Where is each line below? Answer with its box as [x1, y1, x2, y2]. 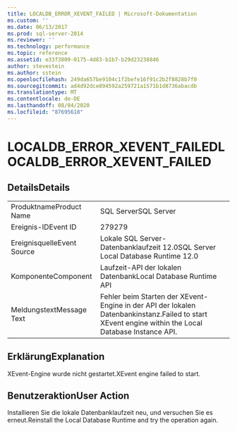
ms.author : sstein [7, 69, 61, 76]
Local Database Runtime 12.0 [99, 251, 199, 261]
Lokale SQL [99, 233, 138, 243]
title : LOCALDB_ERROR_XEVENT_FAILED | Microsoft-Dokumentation [7, 10, 197, 18]
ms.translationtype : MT [7, 89, 78, 96]
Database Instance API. [99, 327, 178, 337]
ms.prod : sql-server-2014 [7, 30, 83, 37]
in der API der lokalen [124, 300, 196, 310]
